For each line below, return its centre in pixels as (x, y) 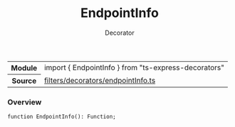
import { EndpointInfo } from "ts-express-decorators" (134, 67)
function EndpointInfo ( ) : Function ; (62, 117)
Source (24, 81)
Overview (25, 102)
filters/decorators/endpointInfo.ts (100, 80)
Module (24, 67)
